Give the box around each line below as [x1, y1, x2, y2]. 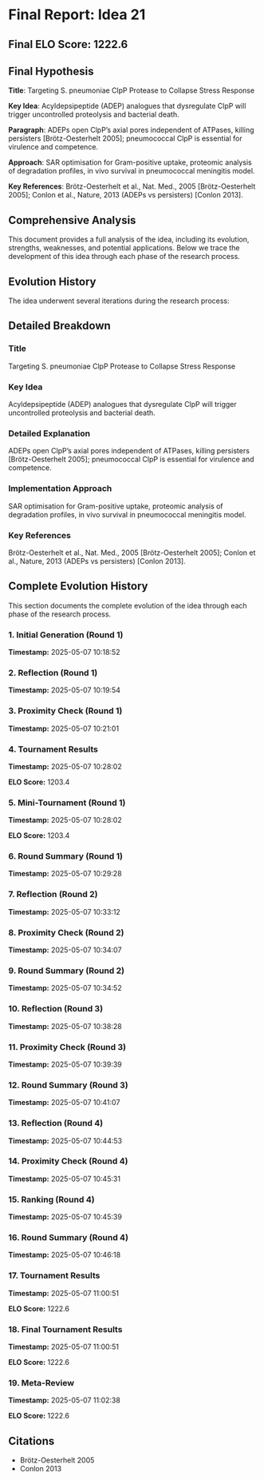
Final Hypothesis [8, 64, 94, 78]
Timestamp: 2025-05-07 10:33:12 [8, 907, 121, 916]
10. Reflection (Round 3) [8, 1003, 104, 1015]
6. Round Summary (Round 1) [8, 851, 124, 862]
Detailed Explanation [8, 428, 90, 439]
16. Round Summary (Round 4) [8, 1232, 129, 1243]
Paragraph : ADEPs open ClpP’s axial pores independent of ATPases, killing [8, 126, 254, 135]
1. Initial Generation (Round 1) [8, 629, 124, 640]
